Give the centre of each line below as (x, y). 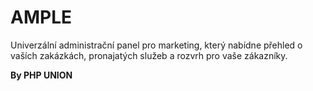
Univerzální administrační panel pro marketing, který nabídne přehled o (156, 45)
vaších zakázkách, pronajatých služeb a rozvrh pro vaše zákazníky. (149, 55)
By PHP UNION (41, 75)
